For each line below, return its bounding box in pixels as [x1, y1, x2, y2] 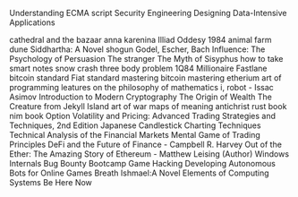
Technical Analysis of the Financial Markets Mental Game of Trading [9, 130, 261, 140]
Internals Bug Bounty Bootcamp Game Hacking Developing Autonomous [9, 158, 276, 168]
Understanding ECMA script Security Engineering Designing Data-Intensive [9, 8, 287, 18]
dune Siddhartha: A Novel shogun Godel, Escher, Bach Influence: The [9, 44, 266, 55]
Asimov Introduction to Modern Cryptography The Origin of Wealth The [9, 91, 273, 102]
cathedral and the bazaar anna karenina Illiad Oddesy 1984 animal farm [9, 35, 272, 45]
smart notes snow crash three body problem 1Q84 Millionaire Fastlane [9, 63, 268, 73]
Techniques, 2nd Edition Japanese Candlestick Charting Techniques [9, 120, 261, 131]
